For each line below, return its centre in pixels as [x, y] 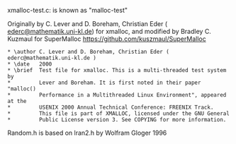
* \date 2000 [30, 64]
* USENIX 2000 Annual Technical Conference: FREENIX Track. [111, 107]
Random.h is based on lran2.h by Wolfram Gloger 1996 [87, 133]
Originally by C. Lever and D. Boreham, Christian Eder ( [88, 24]
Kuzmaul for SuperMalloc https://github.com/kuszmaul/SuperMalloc [107, 39]
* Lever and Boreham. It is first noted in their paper [104, 83]
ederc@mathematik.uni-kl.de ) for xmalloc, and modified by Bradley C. [109, 31]
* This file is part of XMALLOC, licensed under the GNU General [119, 114]
